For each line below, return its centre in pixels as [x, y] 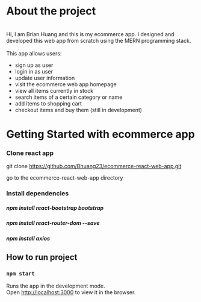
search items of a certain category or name [69, 97]
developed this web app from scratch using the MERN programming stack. [99, 40]
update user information [45, 78]
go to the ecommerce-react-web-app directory [65, 178]
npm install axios [28, 238]
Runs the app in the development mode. [56, 286]
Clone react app [30, 153]
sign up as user [34, 65]
